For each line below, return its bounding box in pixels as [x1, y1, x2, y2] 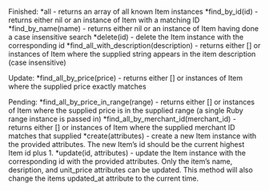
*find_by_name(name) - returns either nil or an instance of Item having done [8, 24, 259, 33]
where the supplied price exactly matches [8, 82, 147, 91]
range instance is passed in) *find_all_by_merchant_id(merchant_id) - [8, 114, 236, 123]
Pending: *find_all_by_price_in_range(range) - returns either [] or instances [8, 97, 255, 106]
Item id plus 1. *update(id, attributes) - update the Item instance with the [8, 148, 247, 157]
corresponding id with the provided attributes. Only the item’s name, [8, 157, 233, 166]
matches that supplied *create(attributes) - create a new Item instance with [8, 131, 257, 141]
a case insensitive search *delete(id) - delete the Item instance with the [8, 32, 244, 42]
